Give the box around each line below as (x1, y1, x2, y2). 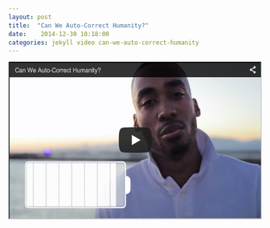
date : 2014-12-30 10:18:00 (8, 30, 110, 38)
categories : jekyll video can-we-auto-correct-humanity (8, 39, 199, 47)
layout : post (8, 13, 52, 21)
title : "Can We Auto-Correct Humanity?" (8, 21, 149, 30)
